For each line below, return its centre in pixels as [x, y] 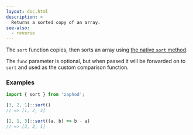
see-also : [18, 28]
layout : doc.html [27, 11]
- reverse [23, 33]
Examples [20, 82]
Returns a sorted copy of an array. [56, 22]
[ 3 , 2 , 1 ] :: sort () [28, 105]
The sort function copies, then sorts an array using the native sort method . [97, 50]
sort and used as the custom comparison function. [67, 67]
